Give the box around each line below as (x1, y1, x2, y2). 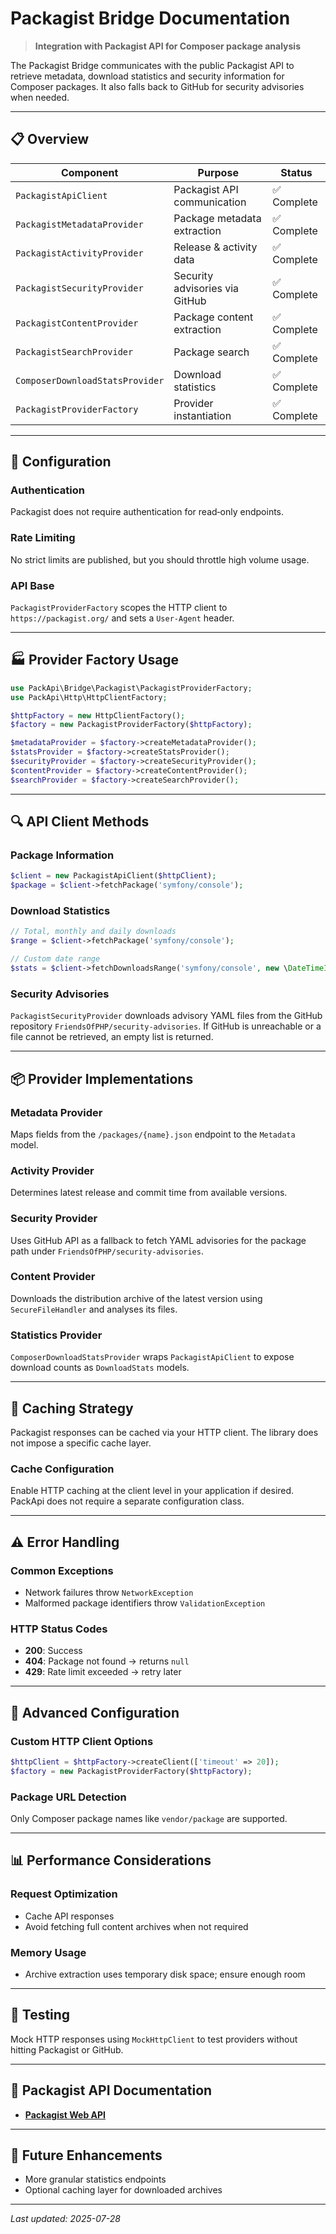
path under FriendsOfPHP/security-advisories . (10, 1245, 204, 1257)
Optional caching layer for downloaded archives (24, 2184, 223, 2196)
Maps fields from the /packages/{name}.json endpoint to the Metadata (10, 1128, 296, 1140)
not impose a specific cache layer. (10, 1437, 152, 1449)
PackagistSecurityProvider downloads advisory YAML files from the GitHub (10, 1010, 323, 1022)
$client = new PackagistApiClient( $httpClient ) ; (10, 871, 217, 881)
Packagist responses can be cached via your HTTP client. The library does (10, 1426, 319, 1438)
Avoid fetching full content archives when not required (24, 1920, 249, 1932)
